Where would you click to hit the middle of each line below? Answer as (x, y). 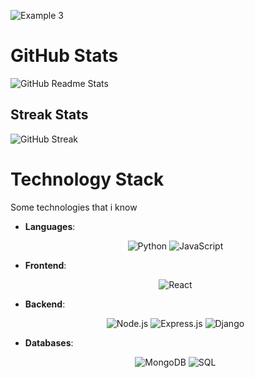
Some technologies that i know (74, 207)
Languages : (50, 226)
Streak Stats (49, 115)
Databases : (49, 342)
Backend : (45, 304)
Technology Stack (87, 179)
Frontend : (45, 265)
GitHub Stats (64, 56)
